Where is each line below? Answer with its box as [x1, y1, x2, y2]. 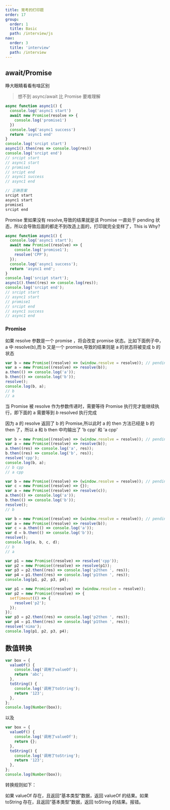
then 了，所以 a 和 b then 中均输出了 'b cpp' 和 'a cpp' [5, 426, 118, 432]
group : [5, 17, 19, 22]
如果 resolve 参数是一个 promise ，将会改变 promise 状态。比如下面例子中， [5, 338, 164, 344]
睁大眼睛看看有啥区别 [5, 83, 50, 89]
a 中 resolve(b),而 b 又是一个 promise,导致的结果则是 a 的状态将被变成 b [5, 344, 155, 350]
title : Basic [10, 26, 37, 31]
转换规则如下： [5, 782, 36, 788]
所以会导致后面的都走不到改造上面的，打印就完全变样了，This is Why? [14, 223, 160, 229]
